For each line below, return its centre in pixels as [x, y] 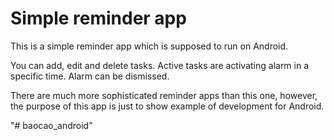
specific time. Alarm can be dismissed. [90, 76]
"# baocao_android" [51, 125]
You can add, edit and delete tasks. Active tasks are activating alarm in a [160, 65]
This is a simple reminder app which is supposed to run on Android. [149, 46]
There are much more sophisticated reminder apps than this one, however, [164, 95]
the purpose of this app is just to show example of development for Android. [167, 106]
